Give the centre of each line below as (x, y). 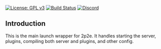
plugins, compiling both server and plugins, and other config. (70, 41)
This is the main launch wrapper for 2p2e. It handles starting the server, (81, 36)
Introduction (26, 23)
